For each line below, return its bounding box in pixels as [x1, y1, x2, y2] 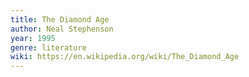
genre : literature [10, 42, 87, 53]
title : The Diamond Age [10, 14, 110, 25]
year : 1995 [10, 33, 56, 43]
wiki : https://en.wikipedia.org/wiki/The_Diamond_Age [10, 52, 240, 62]
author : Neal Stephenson [10, 24, 114, 34]
